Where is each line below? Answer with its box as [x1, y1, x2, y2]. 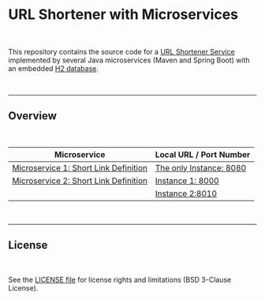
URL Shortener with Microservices [8, 6, 239, 24]
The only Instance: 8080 [155, 162, 247, 173]
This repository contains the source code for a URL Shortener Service [8, 47, 235, 56]
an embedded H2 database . [8, 63, 99, 73]
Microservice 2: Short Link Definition [12, 175, 148, 186]
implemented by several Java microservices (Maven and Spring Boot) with [8, 55, 250, 65]
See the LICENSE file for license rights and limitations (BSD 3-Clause [8, 275, 232, 284]
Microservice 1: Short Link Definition [12, 162, 148, 173]
